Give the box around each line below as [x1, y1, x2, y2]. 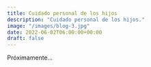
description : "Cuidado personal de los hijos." [7, 16, 146, 23]
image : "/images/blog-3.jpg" [7, 22, 90, 29]
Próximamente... [7, 53, 53, 62]
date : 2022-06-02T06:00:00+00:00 [7, 28, 102, 36]
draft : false [7, 35, 44, 42]
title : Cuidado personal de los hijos [7, 9, 118, 17]
